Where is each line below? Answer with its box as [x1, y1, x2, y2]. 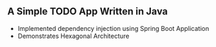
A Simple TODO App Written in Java [7, 6, 168, 18]
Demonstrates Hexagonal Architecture [17, 32, 130, 40]
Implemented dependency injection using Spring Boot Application [17, 24, 210, 32]
